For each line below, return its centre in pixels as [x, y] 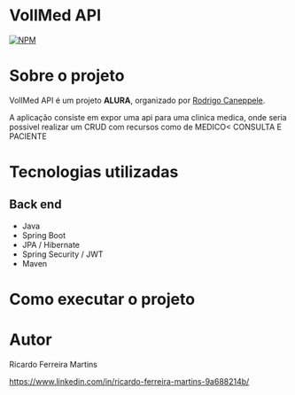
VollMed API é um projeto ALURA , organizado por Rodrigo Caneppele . [137, 100]
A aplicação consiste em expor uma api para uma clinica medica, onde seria [148, 117]
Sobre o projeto [67, 76]
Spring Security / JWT [62, 254]
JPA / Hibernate [51, 244]
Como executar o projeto [102, 300]
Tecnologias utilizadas [94, 172]
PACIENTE [28, 136]
